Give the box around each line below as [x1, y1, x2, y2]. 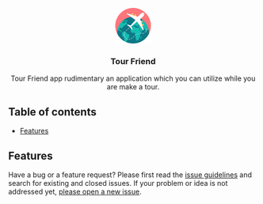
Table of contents [8, 105, 97, 119]
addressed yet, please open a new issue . [8, 187, 142, 196]
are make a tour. [106, 82, 160, 92]
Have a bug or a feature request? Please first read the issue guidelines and [8, 170, 252, 179]
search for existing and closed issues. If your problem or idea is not [8, 178, 228, 187]
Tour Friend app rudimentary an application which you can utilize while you [10, 74, 256, 83]
